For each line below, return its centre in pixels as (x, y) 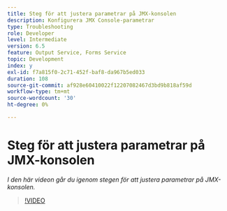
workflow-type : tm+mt (39, 92)
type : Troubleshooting (40, 27)
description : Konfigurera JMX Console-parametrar (81, 20)
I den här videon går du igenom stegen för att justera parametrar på (105, 180)
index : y (20, 66)
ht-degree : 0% (28, 105)
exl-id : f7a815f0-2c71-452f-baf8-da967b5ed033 (76, 72)
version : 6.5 (26, 46)
